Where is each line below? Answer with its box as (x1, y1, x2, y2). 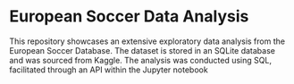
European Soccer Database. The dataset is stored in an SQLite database (9, 45, 275, 55)
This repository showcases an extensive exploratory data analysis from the (9, 36, 286, 46)
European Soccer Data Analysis (9, 6, 249, 27)
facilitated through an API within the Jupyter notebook (9, 64, 208, 75)
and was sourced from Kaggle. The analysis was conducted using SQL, (9, 55, 273, 65)
